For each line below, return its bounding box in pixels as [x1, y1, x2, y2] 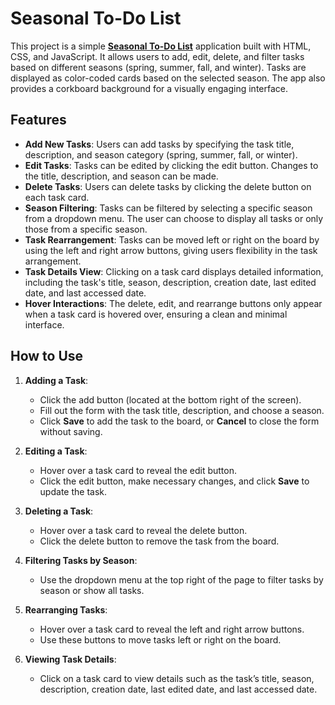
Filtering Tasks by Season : [24, 554, 138, 566]
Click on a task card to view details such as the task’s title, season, [39, 672, 315, 684]
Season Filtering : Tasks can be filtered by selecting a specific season [24, 202, 313, 214]
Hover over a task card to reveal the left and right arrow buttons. [39, 623, 305, 635]
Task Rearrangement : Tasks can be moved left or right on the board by [24, 233, 320, 246]
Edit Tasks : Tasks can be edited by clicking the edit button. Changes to [24, 159, 319, 171]
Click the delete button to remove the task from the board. [39, 535, 280, 547]
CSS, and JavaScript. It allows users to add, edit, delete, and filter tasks [10, 50, 305, 62]
